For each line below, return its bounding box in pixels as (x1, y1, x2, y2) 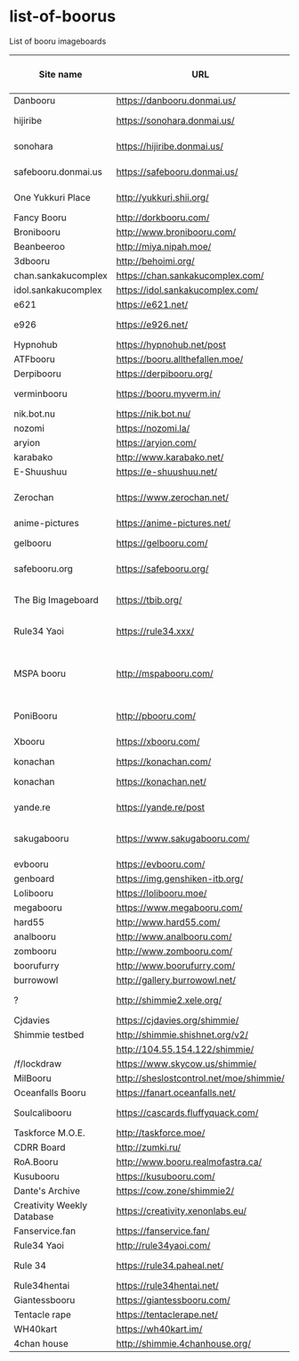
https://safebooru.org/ (116, 562, 209, 574)
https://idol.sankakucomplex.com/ (116, 284, 259, 296)
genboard (13, 872, 55, 885)
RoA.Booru (13, 1155, 59, 1167)
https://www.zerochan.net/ (116, 491, 230, 503)
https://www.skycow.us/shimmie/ (116, 1057, 257, 1069)
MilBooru (13, 1072, 52, 1085)
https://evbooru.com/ (116, 858, 206, 870)
